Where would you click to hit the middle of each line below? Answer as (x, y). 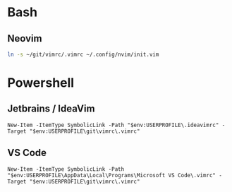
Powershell (41, 83)
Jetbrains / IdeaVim (51, 109)
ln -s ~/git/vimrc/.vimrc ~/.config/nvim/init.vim (83, 54)
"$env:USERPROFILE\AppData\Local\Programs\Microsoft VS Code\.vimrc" (112, 175)
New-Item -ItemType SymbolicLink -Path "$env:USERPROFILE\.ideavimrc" (113, 125)
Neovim (25, 38)
